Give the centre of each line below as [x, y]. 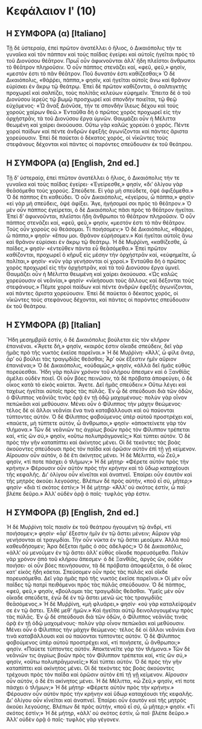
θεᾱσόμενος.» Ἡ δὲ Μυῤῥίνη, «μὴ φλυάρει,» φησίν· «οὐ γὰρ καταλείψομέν [101, 604]
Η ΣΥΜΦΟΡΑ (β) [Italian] [54, 325]
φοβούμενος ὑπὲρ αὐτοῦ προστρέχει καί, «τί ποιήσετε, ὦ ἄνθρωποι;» [93, 643]
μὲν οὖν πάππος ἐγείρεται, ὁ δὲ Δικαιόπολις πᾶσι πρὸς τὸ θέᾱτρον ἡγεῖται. [100, 210]
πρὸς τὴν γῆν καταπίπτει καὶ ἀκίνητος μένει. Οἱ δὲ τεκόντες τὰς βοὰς [93, 442]
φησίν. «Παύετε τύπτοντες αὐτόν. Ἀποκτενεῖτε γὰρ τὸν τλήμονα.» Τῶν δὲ [98, 649]
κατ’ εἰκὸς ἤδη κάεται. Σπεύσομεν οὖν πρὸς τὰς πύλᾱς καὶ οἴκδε [87, 572]
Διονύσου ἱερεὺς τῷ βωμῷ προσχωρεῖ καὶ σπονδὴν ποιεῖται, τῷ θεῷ [92, 99]
